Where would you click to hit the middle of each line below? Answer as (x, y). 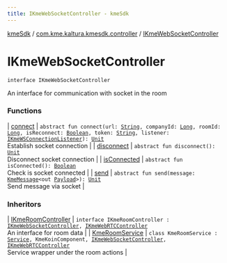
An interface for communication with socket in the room (87, 93)
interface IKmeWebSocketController (59, 80)
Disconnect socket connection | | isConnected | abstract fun (95, 159)
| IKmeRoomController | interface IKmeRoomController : (88, 219)
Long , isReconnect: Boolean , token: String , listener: (88, 133)
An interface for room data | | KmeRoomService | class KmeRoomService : (112, 233)
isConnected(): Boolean (42, 166)
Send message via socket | (46, 186)
